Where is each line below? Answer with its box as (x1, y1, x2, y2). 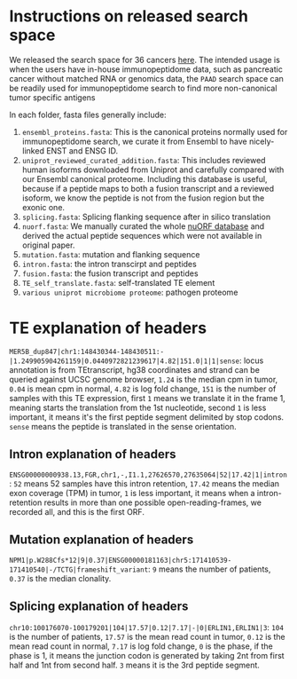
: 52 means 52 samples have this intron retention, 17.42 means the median (9, 478, 280, 489)
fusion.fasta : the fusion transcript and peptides (21, 268, 199, 279)
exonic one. (21, 201, 65, 212)
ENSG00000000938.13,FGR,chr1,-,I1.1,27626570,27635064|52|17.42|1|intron (9, 470, 288, 479)
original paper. (21, 240, 75, 250)
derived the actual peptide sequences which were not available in (21, 230, 262, 241)
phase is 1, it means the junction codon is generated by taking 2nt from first (9, 651, 285, 661)
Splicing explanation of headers (9, 598, 189, 613)
